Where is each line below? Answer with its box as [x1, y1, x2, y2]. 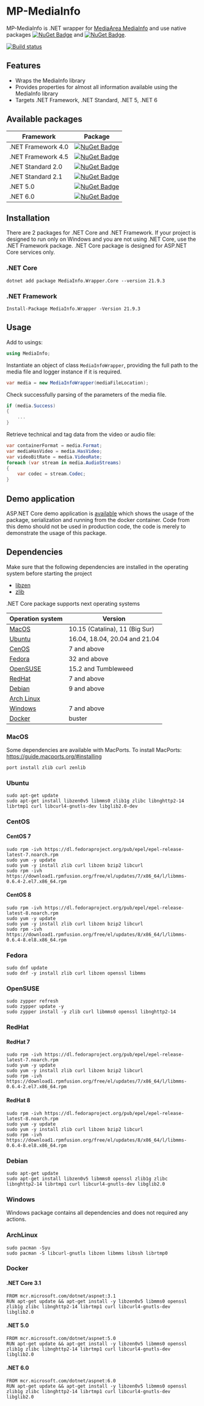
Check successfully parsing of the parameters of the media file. [6, 391, 167, 398]
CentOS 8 [6, 891, 32, 899]
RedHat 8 [6, 1097, 31, 1104]
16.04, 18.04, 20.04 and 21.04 [68, 635, 160, 643]
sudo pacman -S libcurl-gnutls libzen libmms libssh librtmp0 [6, 1250, 168, 1256]
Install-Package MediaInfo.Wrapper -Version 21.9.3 [6, 306, 140, 312]
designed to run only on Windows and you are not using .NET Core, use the [6, 235, 197, 243]
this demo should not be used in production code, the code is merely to [6, 523, 186, 530]
